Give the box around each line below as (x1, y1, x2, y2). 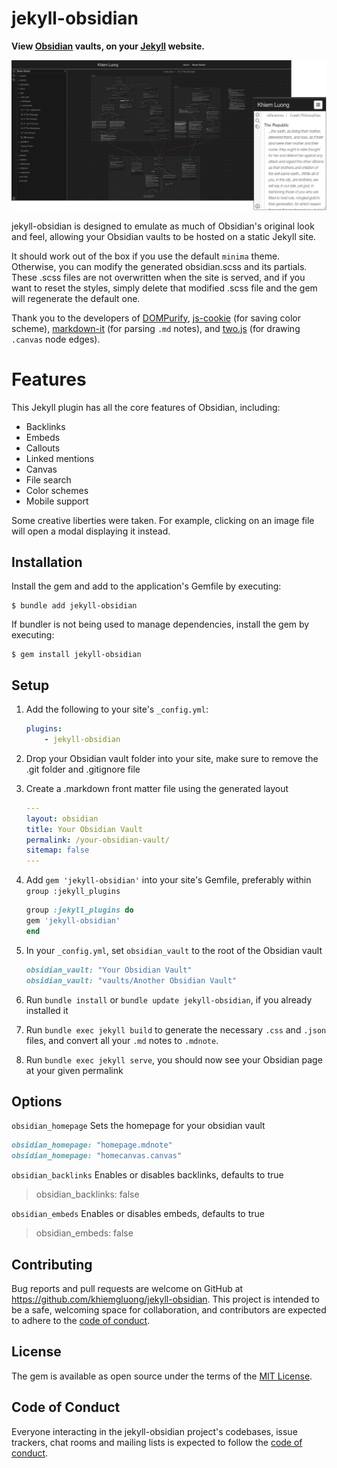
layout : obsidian (25, 813, 99, 824)
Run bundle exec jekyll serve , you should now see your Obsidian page (25, 1053, 323, 1066)
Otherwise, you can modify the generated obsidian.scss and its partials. (11, 260, 308, 272)
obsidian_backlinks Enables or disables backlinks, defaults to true (11, 1169, 284, 1181)
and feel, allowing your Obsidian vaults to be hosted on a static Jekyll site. (11, 230, 317, 242)
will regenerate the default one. (11, 292, 141, 304)
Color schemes (25, 484, 89, 496)
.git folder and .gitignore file (25, 763, 141, 775)
